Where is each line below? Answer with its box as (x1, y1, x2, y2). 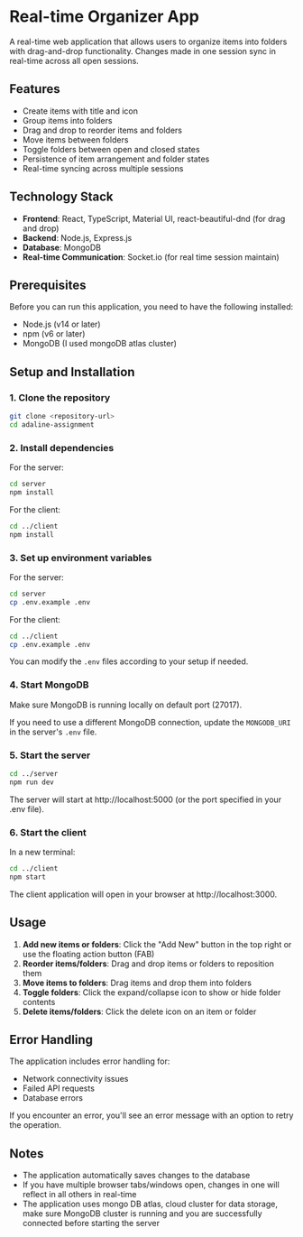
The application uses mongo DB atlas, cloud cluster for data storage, (22, 1198, 278, 1210)
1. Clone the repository (9, 391, 111, 403)
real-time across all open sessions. (9, 55, 140, 66)
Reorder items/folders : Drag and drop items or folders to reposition (22, 958, 275, 969)
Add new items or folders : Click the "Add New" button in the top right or (22, 938, 292, 949)
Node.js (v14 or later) (22, 318, 101, 330)
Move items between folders (22, 134, 129, 145)
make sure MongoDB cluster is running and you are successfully (22, 1208, 263, 1219)
